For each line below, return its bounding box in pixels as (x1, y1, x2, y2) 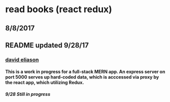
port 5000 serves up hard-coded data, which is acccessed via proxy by (5, 74, 159, 80)
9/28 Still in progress (5, 91, 51, 97)
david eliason (5, 56, 39, 63)
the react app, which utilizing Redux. (5, 80, 84, 86)
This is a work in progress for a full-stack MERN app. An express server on (5, 69, 165, 75)
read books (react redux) (5, 4, 113, 15)
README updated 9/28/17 (5, 41, 89, 49)
